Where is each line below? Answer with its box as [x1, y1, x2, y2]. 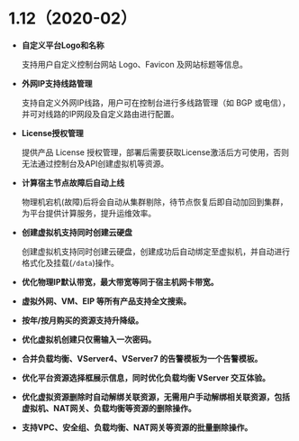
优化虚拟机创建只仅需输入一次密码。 [21, 334, 157, 345]
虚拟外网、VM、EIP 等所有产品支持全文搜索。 [21, 295, 192, 307]
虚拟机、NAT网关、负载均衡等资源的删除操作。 [21, 402, 197, 413]
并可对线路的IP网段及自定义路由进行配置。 [21, 108, 179, 119]
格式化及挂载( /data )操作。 [21, 257, 119, 268]
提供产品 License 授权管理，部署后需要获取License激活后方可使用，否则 [21, 146, 290, 158]
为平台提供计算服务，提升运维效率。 [21, 207, 157, 218]
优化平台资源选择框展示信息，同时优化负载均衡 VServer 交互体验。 [21, 372, 271, 383]
